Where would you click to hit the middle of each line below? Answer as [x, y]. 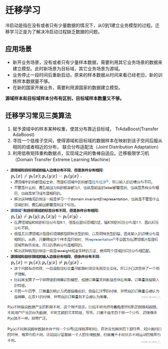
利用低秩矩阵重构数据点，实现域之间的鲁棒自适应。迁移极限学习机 [81, 153]
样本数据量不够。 [35, 81]
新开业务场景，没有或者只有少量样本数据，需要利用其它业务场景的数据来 [87, 62]
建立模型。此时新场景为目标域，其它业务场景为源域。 [68, 68]
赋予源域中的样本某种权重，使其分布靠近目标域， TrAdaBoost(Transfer [86, 129]
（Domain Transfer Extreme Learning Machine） [63, 159]
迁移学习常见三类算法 [38, 116]
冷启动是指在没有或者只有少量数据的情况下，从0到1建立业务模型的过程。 [80, 25]
